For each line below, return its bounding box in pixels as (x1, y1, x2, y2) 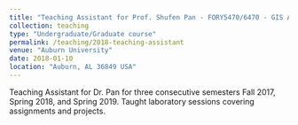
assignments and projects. (9, 105, 106, 116)
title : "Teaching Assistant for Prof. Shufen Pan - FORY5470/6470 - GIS (9, 12, 284, 22)
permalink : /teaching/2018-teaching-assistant (9, 37, 184, 47)
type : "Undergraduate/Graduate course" (9, 29, 157, 38)
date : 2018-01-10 (9, 54, 74, 63)
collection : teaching (9, 21, 90, 30)
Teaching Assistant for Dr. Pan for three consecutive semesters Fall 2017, (9, 86, 276, 98)
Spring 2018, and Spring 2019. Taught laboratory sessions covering (9, 96, 255, 106)
